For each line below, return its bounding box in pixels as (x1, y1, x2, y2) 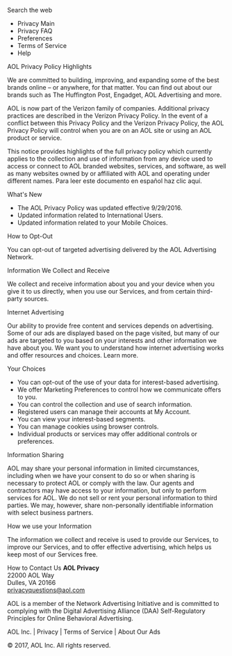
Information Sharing (7, 451, 65, 458)
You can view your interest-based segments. (17, 415, 146, 423)
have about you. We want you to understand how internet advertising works (7, 344, 224, 352)
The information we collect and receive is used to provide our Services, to (7, 536, 219, 543)
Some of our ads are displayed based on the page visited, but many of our (7, 329, 220, 337)
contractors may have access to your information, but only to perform (7, 486, 207, 495)
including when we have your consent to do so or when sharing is (7, 472, 196, 479)
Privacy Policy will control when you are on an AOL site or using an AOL (7, 127, 212, 134)
